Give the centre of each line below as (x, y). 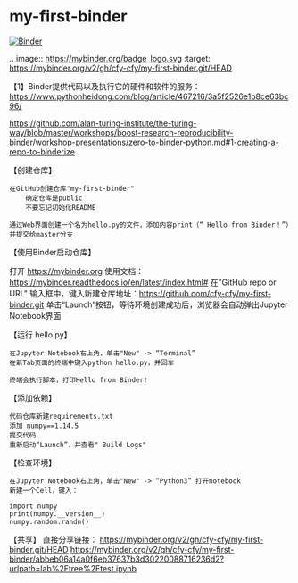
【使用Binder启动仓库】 (53, 252)
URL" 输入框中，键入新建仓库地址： (74, 293)
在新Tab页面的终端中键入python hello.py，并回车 (92, 362)
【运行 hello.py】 (41, 334)
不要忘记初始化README (61, 207)
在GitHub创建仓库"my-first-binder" (72, 188)
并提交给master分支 (41, 234)
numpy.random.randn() (50, 521)
